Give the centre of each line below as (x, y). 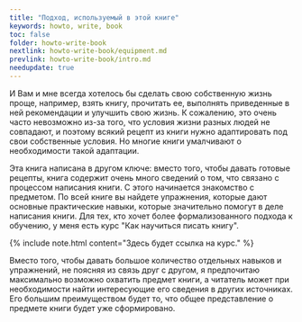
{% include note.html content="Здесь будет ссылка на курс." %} (132, 243)
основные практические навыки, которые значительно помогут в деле (146, 206)
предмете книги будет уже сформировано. (92, 308)
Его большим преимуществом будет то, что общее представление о (142, 299)
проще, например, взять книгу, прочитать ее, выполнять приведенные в (150, 103)
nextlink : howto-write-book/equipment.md (88, 51)
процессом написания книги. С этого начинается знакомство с (132, 187)
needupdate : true (42, 68)
